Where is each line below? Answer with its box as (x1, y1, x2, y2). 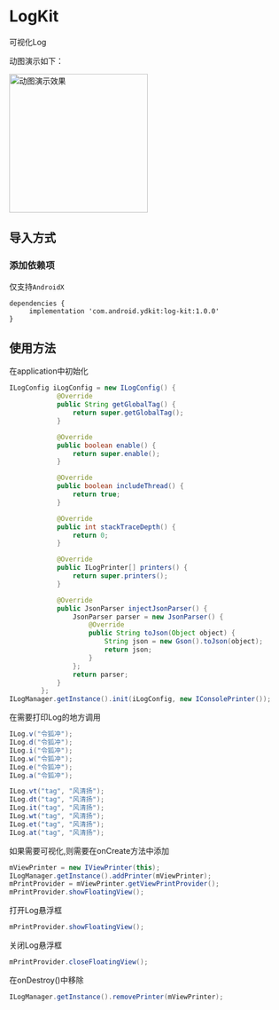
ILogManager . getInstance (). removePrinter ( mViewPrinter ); (9, 992, 224, 1001)
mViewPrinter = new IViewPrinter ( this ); (9, 863, 161, 872)
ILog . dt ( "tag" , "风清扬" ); (9, 795, 105, 804)
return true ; (72, 490, 121, 499)
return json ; (104, 645, 152, 654)
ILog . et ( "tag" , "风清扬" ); (9, 819, 105, 829)
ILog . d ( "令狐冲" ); (9, 738, 74, 747)
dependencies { (9, 299, 66, 308)
